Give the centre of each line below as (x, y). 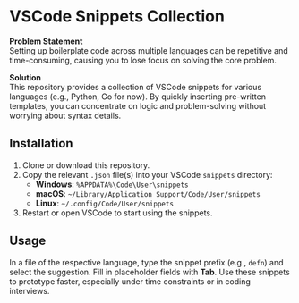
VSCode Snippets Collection (117, 17)
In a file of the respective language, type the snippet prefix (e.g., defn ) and (146, 262)
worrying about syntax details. (65, 115)
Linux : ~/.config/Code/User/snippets (105, 203)
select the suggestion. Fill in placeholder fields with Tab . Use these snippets (150, 272)
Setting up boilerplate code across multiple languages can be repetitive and (149, 50)
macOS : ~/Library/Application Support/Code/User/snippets (148, 193)
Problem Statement (46, 41)
